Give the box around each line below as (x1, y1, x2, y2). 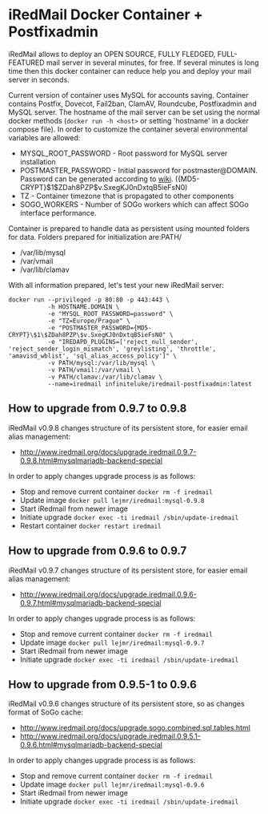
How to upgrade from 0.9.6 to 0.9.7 (8, 544, 187, 558)
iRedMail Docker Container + (8, 6, 204, 24)
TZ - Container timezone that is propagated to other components (19, 191, 234, 200)
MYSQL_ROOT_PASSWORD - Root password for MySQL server (19, 148, 228, 158)
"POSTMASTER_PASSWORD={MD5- (58, 323, 152, 332)
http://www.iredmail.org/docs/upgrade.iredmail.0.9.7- (19, 447, 197, 456)
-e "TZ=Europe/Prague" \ (47, 317, 130, 325)
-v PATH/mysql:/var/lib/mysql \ (47, 358, 156, 367)
